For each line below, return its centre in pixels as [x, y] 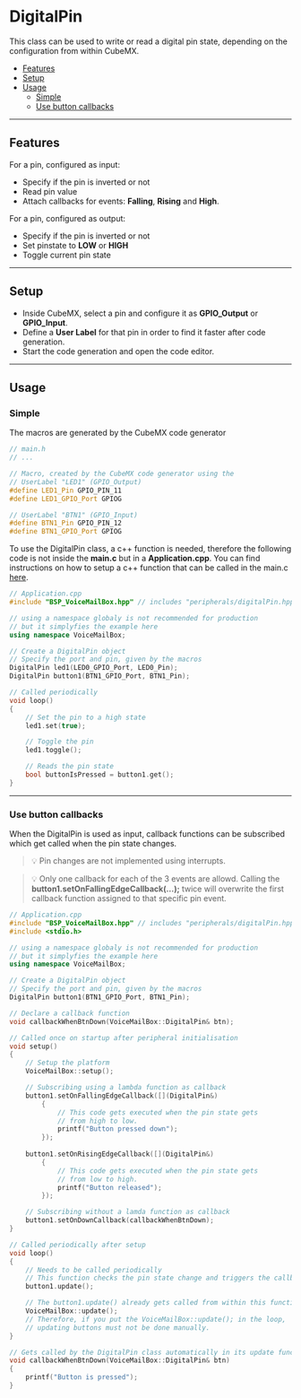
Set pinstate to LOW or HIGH [75, 245]
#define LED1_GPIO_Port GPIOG [66, 499]
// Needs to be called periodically [94, 1270]
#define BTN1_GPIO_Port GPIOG [66, 532]
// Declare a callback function [69, 1013]
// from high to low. [98, 1121]
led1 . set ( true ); [56, 725]
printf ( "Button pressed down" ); [117, 1129]
